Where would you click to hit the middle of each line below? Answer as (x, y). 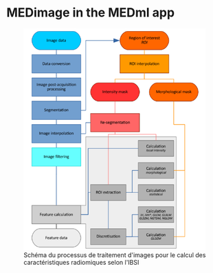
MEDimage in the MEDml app (91, 13)
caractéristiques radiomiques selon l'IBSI (81, 263)
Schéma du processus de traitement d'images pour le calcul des (115, 255)
